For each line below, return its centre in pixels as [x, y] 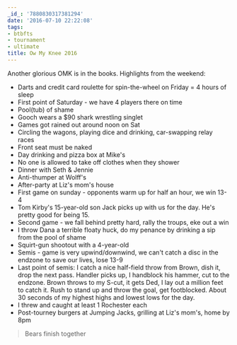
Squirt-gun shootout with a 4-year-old [73, 245]
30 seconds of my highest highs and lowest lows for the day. [106, 297]
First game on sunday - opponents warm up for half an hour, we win [117, 192]
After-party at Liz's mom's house [66, 185]
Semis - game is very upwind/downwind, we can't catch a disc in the [118, 252]
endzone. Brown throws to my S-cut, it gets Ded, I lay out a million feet [120, 282]
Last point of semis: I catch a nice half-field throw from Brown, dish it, [119, 267]
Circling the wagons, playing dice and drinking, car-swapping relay [115, 132]
